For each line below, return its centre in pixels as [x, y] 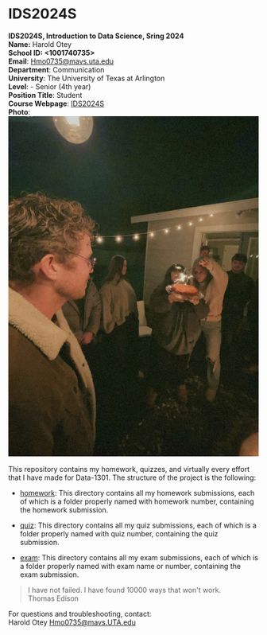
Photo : [19, 111]
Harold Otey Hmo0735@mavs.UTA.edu [72, 622]
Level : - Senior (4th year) [50, 86]
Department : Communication [56, 69]
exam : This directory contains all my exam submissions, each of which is [139, 558]
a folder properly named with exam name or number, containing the [130, 567]
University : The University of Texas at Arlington [87, 78]
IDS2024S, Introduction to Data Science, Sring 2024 [96, 36]
